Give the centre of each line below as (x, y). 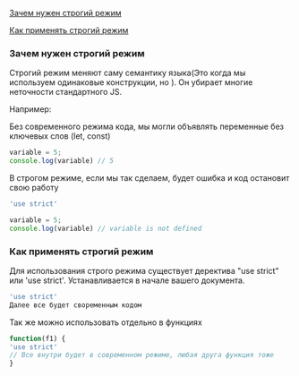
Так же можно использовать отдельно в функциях (106, 322)
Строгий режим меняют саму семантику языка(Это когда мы (128, 73)
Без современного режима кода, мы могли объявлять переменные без (147, 127)
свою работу (34, 188)
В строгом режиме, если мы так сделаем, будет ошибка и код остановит (149, 178)
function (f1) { (38, 338)
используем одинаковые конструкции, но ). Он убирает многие (131, 82)
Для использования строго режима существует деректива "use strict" (144, 270)
